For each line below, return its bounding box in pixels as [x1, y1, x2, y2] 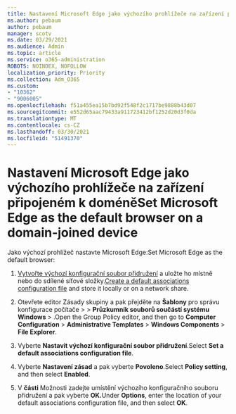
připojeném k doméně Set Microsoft [7, 195, 218, 211]
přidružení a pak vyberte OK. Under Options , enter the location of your [17, 391, 222, 400]
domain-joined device [7, 225, 138, 241]
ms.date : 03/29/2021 [7, 37, 68, 44]
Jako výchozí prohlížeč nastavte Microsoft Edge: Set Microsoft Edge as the [7, 248, 223, 257]
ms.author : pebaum [7, 17, 61, 24]
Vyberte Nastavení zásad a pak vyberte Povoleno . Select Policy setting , [17, 363, 228, 371]
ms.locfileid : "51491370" [7, 134, 83, 142]
